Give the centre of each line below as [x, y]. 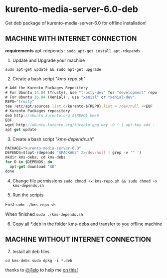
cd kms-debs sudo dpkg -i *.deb [39, 261]
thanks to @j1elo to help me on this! [42, 270]
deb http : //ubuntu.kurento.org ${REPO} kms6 [52, 116]
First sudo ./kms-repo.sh [30, 204]
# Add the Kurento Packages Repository [47, 88]
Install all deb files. [31, 251]
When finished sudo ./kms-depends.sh [44, 214]
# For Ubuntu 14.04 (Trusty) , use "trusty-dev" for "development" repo [81, 92]
